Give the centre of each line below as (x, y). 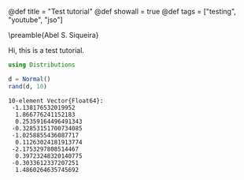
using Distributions (42, 65)
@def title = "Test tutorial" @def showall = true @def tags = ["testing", (122, 11)
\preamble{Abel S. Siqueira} (54, 35)
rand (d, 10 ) (28, 86)
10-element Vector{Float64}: (56, 101)
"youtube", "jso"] (35, 20)
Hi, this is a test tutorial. (46, 50)
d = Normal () (30, 79)
